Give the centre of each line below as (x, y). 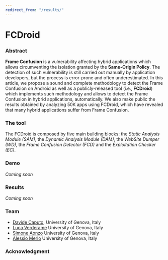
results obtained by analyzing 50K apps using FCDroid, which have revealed (84, 105)
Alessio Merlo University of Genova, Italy (55, 238)
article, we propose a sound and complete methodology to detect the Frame (84, 83)
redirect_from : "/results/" (35, 10)
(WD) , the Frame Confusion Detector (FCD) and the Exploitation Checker (80, 145)
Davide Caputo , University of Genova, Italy (57, 222)
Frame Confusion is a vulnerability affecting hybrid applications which (78, 62)
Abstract (16, 50)
